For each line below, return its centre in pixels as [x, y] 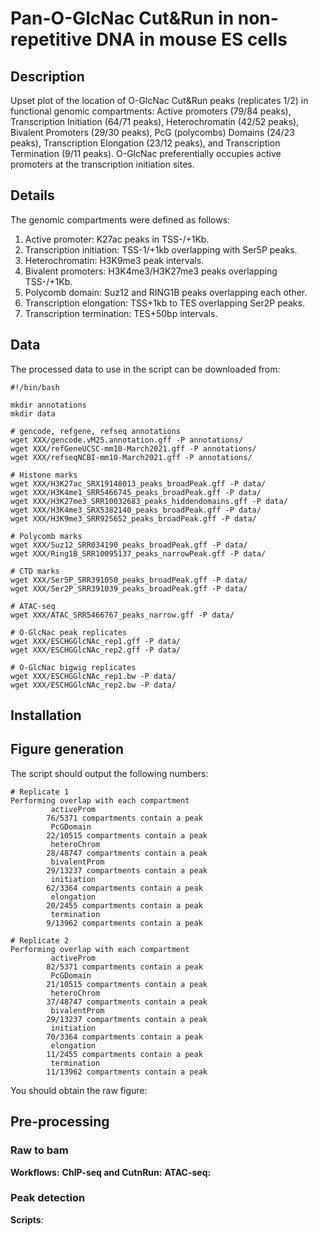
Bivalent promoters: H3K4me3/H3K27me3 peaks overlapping [151, 271]
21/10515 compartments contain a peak [127, 984]
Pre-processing [60, 1122]
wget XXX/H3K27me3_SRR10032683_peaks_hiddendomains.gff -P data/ [149, 501]
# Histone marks [44, 475]
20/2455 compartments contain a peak [124, 905]
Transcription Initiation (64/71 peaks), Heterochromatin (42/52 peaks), [155, 121]
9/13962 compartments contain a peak [124, 923]
